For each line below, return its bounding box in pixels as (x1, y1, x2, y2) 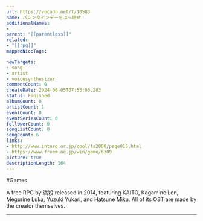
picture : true (6, 155, 42, 161)
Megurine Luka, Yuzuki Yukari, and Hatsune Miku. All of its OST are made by (6, 196, 197, 203)
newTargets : (6, 59, 36, 65)
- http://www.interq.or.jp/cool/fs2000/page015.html (6, 143, 142, 149)
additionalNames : (6, 20, 50, 26)
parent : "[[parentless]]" (6, 31, 71, 37)
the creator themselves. (6, 202, 65, 210)
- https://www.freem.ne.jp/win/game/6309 (6, 149, 112, 155)
